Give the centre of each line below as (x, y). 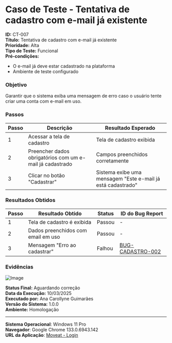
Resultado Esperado (130, 128)
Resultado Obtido (60, 213)
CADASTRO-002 (140, 251)
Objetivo (16, 84)
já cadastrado (56, 164)
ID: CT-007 (17, 34)
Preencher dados (49, 151)
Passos (15, 115)
